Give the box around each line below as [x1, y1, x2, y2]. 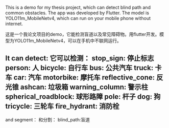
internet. [5, 20, 23, 27]
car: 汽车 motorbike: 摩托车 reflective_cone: [13, 73, 155, 82]
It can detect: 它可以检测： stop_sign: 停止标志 [5, 54, 154, 63]
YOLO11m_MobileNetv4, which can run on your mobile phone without [5, 15, 151, 21]
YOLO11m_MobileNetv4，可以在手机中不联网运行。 [14, 38, 122, 44]
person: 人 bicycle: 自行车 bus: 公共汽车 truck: [5, 63, 154, 72]
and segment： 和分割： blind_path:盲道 [5, 116, 90, 122]
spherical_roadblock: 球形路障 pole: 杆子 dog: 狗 [5, 92, 161, 101]
